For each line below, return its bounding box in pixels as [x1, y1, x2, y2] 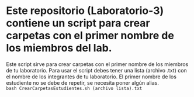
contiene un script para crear [6, 16, 150, 30]
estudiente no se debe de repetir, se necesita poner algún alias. [6, 79, 159, 86]
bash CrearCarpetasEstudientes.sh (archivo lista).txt [6, 85, 143, 91]
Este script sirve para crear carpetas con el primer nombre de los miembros [6, 60, 189, 68]
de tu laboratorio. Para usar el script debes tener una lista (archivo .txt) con [6, 67, 187, 74]
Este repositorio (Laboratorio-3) [6, 4, 164, 18]
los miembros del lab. [6, 41, 112, 55]
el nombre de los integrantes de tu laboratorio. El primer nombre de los [6, 73, 177, 80]
